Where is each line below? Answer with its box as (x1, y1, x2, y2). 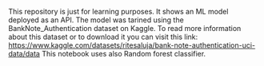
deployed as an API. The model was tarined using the (8, 15, 184, 25)
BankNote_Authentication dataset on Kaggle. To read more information (8, 24, 242, 33)
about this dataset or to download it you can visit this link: (8, 32, 198, 41)
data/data (8, 49, 40, 58)
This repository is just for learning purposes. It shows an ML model (8, 7, 229, 16)
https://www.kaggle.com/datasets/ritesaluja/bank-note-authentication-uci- (8, 41, 256, 50)
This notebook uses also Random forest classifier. (41, 49, 206, 58)
